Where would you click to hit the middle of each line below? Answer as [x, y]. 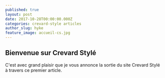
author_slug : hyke [24, 28]
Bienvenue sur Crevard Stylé [51, 53]
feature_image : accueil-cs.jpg [38, 33]
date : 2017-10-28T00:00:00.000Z [39, 19]
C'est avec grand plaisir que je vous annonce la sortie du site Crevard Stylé [82, 65]
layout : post [19, 14]
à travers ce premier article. [34, 70]
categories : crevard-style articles [43, 24]
